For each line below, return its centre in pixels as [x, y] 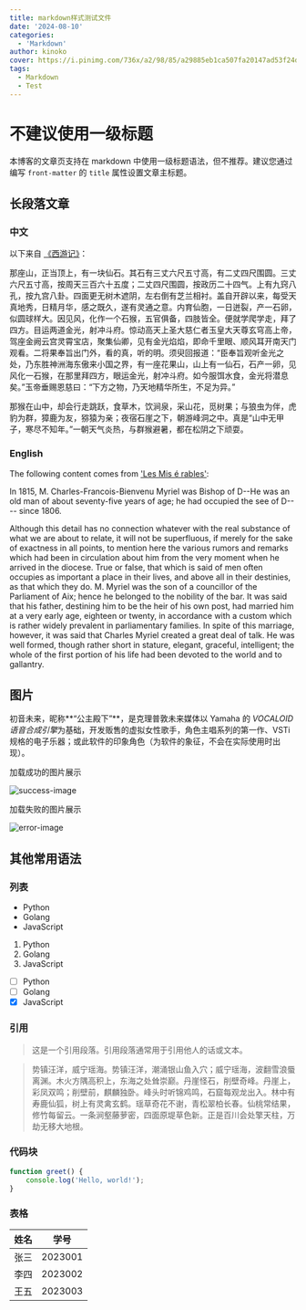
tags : [20, 69]
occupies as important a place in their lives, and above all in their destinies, [150, 577]
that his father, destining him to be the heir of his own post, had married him [152, 606]
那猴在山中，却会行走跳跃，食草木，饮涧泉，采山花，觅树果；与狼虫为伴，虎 [153, 406]
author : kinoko [38, 52]
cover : [22, 60]
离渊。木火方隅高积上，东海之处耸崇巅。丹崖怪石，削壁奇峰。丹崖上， [163, 1080]
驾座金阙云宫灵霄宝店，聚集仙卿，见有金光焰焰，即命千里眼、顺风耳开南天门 [153, 341]
